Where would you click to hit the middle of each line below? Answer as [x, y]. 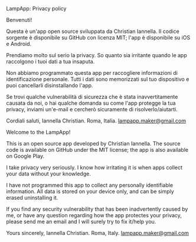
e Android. [19, 44]
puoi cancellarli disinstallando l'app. [50, 85]
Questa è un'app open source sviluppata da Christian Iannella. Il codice [93, 31]
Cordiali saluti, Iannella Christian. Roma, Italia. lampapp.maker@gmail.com [96, 121]
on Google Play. [25, 156]
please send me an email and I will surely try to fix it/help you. [81, 221]
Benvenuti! [19, 20]
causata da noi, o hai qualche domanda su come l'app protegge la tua [91, 103]
